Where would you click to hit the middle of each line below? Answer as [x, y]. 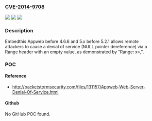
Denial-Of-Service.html [35, 92]
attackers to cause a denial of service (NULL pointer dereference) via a [76, 46]
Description [19, 31]
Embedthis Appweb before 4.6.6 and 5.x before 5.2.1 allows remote [72, 41]
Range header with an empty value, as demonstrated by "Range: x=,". [75, 52]
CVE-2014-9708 [25, 7]
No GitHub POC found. [28, 114]
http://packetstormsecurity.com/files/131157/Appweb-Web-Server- [79, 87]
